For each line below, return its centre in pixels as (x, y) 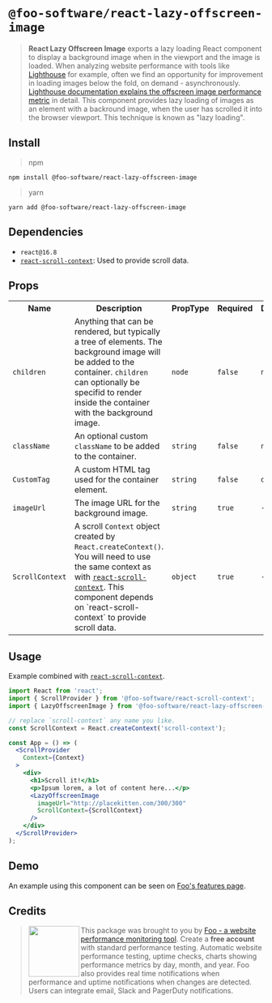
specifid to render (108, 392)
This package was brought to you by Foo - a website (168, 931)
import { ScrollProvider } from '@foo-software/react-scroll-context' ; (132, 699)
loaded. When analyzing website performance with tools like (129, 66)
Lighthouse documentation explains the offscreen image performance (144, 92)
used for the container (117, 480)
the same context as (113, 567)
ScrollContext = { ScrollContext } (90, 811)
